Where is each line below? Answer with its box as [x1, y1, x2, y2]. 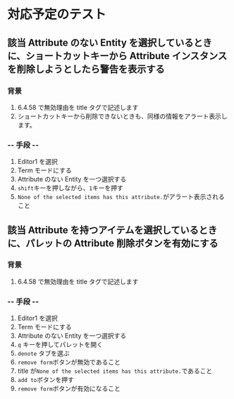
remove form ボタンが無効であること [17, 358, 121, 367]
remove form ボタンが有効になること [17, 384, 121, 393]
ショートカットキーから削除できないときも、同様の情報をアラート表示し [17, 112, 228, 120]
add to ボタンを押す [17, 376, 74, 384]
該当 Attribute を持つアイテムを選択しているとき [7, 224, 218, 236]
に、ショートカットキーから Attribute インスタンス [7, 50, 228, 62]
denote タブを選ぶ [17, 349, 70, 357]
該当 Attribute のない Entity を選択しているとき [7, 37, 213, 49]
